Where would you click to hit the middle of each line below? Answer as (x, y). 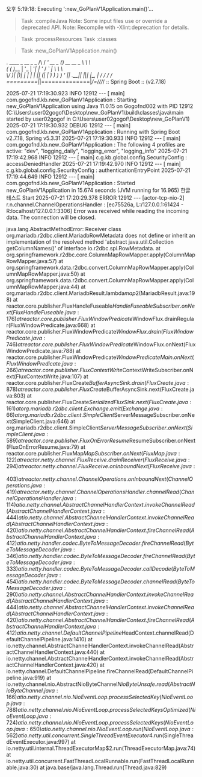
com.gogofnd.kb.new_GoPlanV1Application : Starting (72, 100)
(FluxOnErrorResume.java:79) (43, 447)
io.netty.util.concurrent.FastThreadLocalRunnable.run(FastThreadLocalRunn (100, 761)
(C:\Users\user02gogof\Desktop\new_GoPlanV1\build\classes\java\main (95, 113)
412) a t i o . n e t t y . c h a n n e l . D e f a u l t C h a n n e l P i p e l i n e (64, 633)
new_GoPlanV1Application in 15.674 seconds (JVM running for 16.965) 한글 (98, 190)
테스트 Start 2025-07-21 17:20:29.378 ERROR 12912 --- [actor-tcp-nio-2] (95, 198)
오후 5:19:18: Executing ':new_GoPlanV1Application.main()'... (80, 9)
